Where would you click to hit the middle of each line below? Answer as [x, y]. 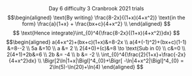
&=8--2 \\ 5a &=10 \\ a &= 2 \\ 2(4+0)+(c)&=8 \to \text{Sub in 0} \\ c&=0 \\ [96, 48]
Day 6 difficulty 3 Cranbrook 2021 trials [96, 8]
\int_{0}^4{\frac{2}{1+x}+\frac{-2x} [143, 54]
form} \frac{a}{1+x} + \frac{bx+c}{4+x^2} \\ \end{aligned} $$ [96, 24]
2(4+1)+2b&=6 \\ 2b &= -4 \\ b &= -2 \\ [53, 54]
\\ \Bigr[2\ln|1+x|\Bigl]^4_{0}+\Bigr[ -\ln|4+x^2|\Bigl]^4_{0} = [111, 61]
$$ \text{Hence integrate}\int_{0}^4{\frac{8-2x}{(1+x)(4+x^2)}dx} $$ [96, 33]
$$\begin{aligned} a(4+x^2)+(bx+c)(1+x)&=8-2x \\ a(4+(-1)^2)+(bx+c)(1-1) [96, 42]
